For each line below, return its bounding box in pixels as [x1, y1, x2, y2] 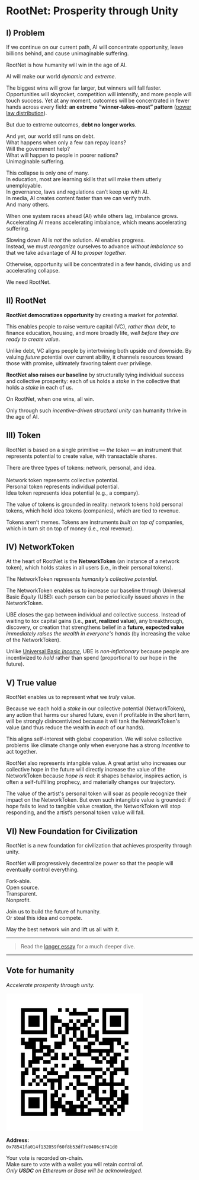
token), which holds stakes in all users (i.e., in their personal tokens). [6, 564, 174, 571]
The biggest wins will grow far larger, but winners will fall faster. [6, 84, 162, 91]
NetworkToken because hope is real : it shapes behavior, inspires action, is [6, 772, 188, 779]
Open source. [6, 884, 40, 891]
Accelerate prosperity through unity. [6, 981, 95, 988]
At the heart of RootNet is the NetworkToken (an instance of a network [6, 558, 179, 565]
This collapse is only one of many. [6, 169, 89, 176]
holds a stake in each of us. [6, 384, 73, 391]
